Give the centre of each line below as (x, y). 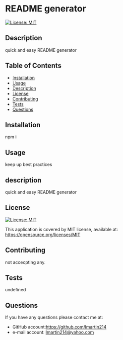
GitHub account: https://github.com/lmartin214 (59, 327)
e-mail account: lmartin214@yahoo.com (53, 332)
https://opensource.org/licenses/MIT (43, 235)
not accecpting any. (25, 262)
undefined (16, 290)
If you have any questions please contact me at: (54, 317)
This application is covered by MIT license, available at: (61, 229)
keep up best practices (29, 165)
